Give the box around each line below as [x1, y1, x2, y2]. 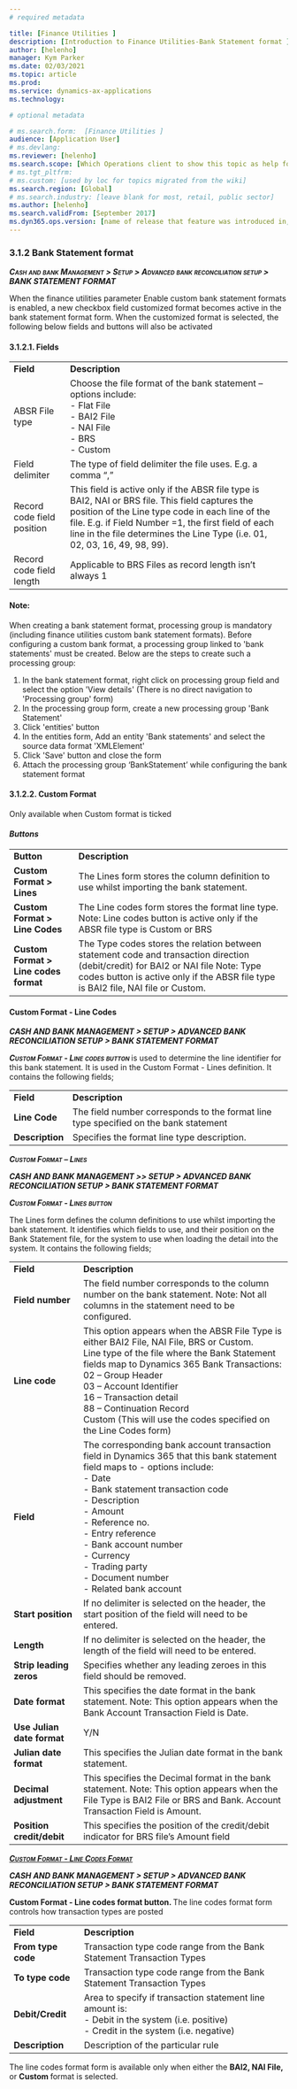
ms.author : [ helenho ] [9, 201, 89, 210]
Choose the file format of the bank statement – [70, 377, 263, 389]
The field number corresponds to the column [82, 1277, 270, 1290]
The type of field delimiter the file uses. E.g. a [70, 458, 258, 470]
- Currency [82, 1550, 131, 1562]
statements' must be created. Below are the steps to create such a [9, 648, 251, 659]
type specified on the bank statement [72, 1117, 228, 1129]
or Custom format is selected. [9, 2071, 118, 2082]
